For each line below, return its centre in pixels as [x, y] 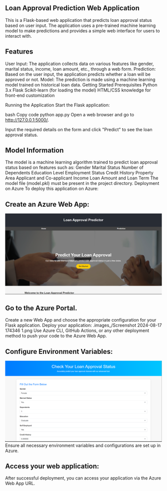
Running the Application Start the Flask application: [58, 105]
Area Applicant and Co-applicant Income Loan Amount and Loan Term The [82, 178]
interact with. [19, 36]
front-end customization [30, 95]
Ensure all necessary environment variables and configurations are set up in [83, 445]
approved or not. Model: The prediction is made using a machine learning [80, 80]
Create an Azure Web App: [47, 204]
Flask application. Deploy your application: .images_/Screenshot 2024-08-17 [83, 326]
